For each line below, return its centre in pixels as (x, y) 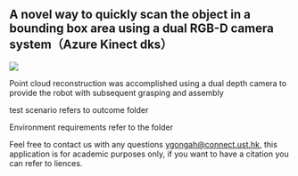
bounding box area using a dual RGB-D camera (141, 29)
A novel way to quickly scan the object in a (130, 15)
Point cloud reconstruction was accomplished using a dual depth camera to (148, 83)
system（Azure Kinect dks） (91, 45)
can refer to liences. (46, 163)
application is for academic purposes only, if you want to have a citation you (149, 154)
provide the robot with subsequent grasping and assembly (117, 92)
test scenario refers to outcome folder (79, 109)
